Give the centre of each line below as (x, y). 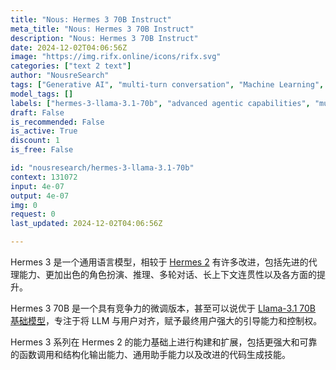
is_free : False (42, 150)
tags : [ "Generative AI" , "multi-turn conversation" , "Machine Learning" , (167, 85)
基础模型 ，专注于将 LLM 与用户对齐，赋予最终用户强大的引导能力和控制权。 (166, 320)
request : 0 (33, 214)
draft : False (37, 112)
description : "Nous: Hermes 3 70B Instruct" (104, 38)
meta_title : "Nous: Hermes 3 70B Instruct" (102, 29)
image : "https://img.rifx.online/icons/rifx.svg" (116, 57)
